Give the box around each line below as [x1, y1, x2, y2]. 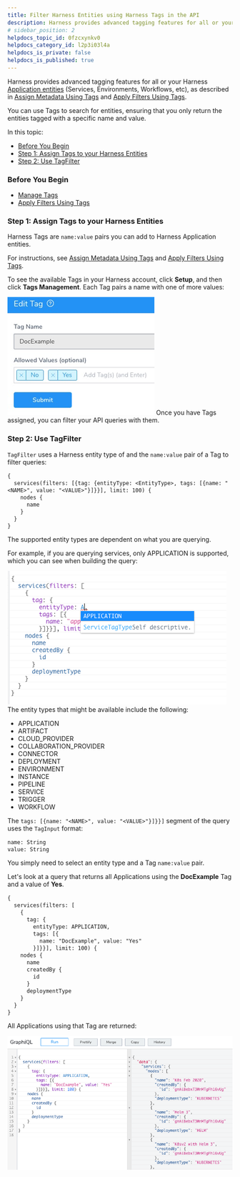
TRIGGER [17, 795, 45, 803]
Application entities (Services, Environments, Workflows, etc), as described [7, 84, 229, 93]
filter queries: [7, 457, 47, 466]
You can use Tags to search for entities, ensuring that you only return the [7, 106, 223, 114]
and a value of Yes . [7, 880, 64, 888]
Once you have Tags [156, 408, 216, 417]
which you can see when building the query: [7, 556, 138, 565]
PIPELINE [17, 780, 46, 788]
